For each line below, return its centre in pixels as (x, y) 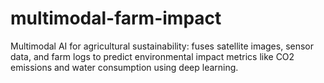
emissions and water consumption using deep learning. (124, 67)
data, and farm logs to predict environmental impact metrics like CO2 (152, 56)
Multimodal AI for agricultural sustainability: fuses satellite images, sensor (162, 46)
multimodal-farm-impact (116, 18)
